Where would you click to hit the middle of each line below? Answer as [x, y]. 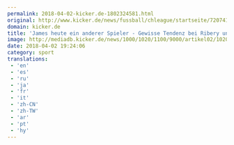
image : [17, 40]
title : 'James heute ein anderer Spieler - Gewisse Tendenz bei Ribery [113, 33]
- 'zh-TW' [24, 111]
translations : [28, 59]
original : [22, 20]
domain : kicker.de [34, 26]
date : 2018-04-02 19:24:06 [46, 46]
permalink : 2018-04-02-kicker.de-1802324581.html [81, 14]
